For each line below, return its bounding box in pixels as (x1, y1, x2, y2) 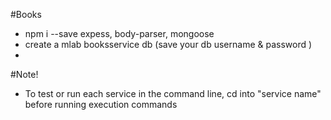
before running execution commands (24, 99, 178, 110)
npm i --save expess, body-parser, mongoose (24, 28, 215, 39)
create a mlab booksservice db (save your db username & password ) (24, 39, 313, 50)
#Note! (10, 69, 39, 80)
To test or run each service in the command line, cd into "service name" (24, 88, 322, 99)
